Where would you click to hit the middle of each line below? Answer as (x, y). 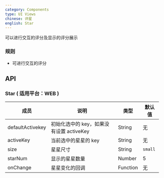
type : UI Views (20, 14)
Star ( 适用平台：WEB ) (32, 93)
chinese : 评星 (19, 19)
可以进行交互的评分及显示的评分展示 (41, 38)
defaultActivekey (27, 127)
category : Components (27, 10)
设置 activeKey (72, 131)
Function (128, 168)
